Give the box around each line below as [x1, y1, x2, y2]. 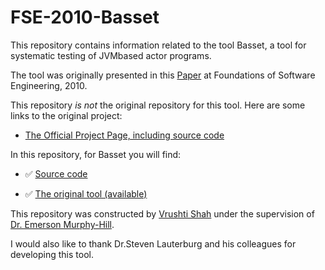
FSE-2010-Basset [10, 6, 160, 29]
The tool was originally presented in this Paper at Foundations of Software [10, 69, 316, 81]
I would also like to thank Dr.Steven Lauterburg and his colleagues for [10, 237, 297, 250]
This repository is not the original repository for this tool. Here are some [10, 99, 306, 111]
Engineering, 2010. [10, 79, 88, 91]
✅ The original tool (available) [24, 187, 148, 200]
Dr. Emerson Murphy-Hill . [10, 218, 115, 230]
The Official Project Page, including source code [24, 129, 225, 141]
